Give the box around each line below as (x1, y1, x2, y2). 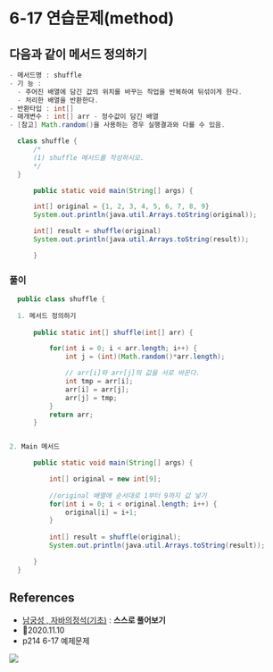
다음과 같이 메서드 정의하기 (9, 46, 147, 62)
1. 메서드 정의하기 (17, 311, 77, 320)
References (9, 591, 75, 606)
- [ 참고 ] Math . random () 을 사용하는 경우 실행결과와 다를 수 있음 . (9, 121, 226, 130)
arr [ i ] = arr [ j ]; (65, 385, 129, 394)
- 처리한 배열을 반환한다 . (17, 96, 99, 105)
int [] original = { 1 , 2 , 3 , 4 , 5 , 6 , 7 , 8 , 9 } (32, 202, 210, 211)
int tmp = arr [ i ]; (65, 377, 134, 386)
